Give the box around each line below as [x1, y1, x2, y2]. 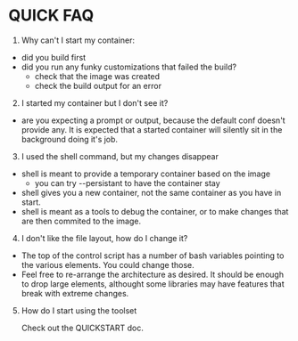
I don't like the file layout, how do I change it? [21, 232, 188, 243]
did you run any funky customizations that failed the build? [21, 61, 237, 72]
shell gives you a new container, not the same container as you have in [21, 187, 282, 198]
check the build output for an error [34, 80, 162, 91]
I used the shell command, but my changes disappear [21, 150, 219, 161]
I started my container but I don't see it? [21, 97, 169, 108]
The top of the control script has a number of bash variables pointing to [21, 250, 285, 261]
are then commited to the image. [21, 215, 142, 226]
